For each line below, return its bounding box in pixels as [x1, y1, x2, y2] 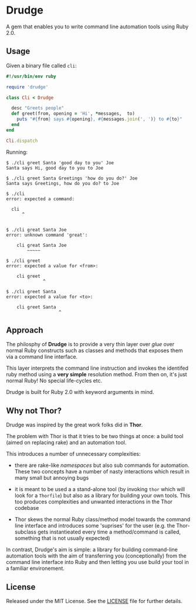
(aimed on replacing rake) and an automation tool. [6, 439, 127, 446]
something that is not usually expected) [14, 535, 110, 542]
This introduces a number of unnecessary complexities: [6, 450, 141, 458]
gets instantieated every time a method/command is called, [38, 528, 181, 536]
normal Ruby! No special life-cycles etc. [6, 377, 103, 384]
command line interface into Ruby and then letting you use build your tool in [6, 559, 189, 566]
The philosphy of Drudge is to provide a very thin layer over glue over [6, 341, 175, 348]
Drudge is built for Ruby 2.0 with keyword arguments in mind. [6, 389, 154, 396]
